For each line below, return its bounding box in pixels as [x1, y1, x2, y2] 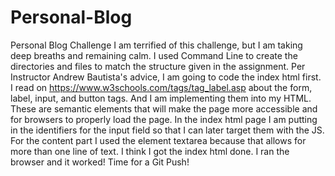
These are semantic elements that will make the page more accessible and [10, 102, 318, 115]
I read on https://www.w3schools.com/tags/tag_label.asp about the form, [10, 81, 313, 93]
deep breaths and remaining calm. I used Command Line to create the [10, 49, 298, 61]
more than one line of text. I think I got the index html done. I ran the [10, 145, 290, 157]
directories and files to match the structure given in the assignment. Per [10, 60, 306, 72]
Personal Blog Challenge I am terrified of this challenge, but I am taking [10, 39, 303, 51]
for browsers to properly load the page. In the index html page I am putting [10, 113, 318, 125]
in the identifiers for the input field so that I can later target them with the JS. [10, 124, 325, 136]
